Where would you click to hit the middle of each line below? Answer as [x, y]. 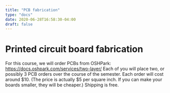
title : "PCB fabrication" [32, 10]
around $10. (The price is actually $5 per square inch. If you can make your [84, 80]
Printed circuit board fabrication [74, 49]
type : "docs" [19, 15]
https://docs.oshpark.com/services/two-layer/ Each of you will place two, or [85, 69]
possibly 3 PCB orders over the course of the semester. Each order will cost [84, 74]
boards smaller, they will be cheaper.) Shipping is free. [62, 85]
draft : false [19, 24]
